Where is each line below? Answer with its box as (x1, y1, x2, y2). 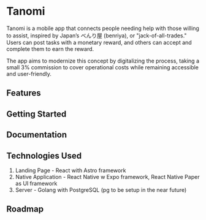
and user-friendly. (6, 70, 52, 77)
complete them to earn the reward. (6, 45, 94, 53)
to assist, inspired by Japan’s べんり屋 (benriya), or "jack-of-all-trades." (6, 32, 187, 39)
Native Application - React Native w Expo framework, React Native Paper (15, 173, 200, 180)
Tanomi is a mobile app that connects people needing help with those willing (6, 25, 199, 32)
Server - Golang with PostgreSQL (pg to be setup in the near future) (15, 186, 187, 194)
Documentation (6, 130, 67, 140)
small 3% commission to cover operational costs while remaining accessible (6, 63, 199, 71)
